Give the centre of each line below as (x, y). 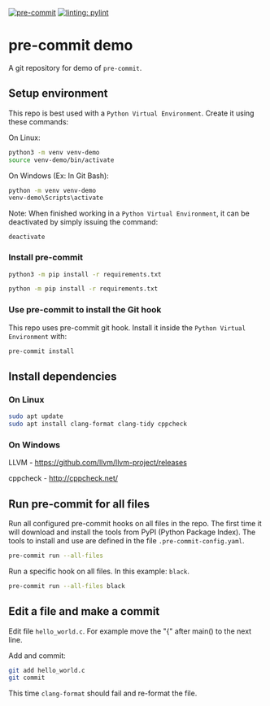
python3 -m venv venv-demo (54, 152)
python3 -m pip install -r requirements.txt (85, 274)
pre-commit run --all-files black (67, 586)
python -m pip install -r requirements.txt (83, 289)
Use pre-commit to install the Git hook (85, 310)
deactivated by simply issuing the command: (83, 222)
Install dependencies (63, 376)
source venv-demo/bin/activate (61, 160)
